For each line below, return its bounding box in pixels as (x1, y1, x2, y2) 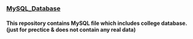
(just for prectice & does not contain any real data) (6, 26, 136, 33)
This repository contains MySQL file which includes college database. (6, 19, 188, 27)
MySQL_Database (6, 4, 61, 13)
